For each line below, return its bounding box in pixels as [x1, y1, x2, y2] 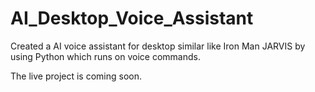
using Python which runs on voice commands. [10, 50, 201, 62]
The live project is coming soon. [10, 70, 143, 82]
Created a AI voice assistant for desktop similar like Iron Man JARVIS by [10, 40, 306, 52]
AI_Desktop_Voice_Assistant [10, 7, 254, 30]
